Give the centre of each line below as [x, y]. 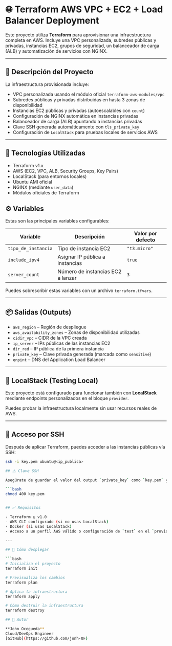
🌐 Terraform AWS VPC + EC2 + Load [84, 9]
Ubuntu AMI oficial [32, 182]
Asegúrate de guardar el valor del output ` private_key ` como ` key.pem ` [84, 480]
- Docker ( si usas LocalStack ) [39, 526]
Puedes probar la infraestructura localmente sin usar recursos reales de [81, 408]
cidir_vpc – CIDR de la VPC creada [50, 338]
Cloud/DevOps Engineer [29, 633]
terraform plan [21, 582]
